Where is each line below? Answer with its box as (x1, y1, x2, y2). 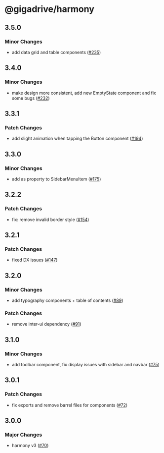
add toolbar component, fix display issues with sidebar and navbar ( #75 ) (11, 361, 160, 367)
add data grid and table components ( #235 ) (11, 49, 101, 55)
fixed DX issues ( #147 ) (11, 257, 58, 263)
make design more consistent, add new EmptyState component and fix (11, 90, 156, 96)
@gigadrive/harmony (4, 3, 95, 15)
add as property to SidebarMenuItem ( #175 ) (11, 176, 101, 182)
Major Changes (4, 431, 42, 438)
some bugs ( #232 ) (11, 95, 50, 101)
